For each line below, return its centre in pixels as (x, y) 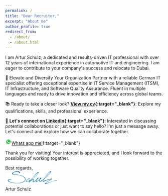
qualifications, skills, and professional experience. (57, 111)
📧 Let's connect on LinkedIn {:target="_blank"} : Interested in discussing (81, 121)
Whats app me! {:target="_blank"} (46, 143)
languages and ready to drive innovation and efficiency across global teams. (84, 93)
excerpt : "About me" (27, 21)
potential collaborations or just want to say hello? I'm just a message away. (82, 126)
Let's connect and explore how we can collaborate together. (67, 131)
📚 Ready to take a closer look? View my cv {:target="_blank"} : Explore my (83, 104)
